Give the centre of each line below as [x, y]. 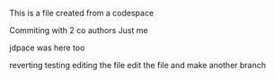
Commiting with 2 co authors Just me [79, 30]
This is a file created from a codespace [82, 13]
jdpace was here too [47, 48]
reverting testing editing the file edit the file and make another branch [138, 65]
